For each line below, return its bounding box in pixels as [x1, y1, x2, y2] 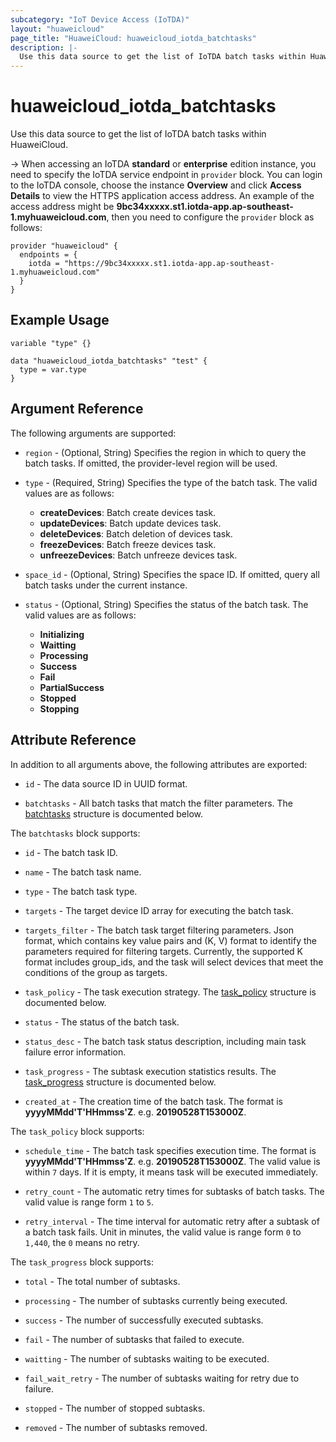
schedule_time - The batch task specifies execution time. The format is [24, 1144, 317, 1156]
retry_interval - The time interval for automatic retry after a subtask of [24, 1215, 320, 1227]
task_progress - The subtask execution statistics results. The [24, 1065, 277, 1077]
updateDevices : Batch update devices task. [39, 517, 222, 529]
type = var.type [19, 364, 87, 375]
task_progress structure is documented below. [24, 1076, 217, 1088]
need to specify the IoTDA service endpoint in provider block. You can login [10, 169, 323, 181]
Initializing [39, 628, 85, 640]
